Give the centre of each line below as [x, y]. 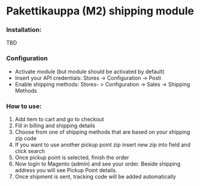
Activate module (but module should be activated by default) [90, 71]
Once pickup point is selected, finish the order [72, 158]
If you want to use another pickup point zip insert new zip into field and [102, 145]
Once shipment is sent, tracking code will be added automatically [96, 177]
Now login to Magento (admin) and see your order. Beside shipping [98, 164]
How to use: [24, 106]
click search [30, 151]
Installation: [24, 30]
